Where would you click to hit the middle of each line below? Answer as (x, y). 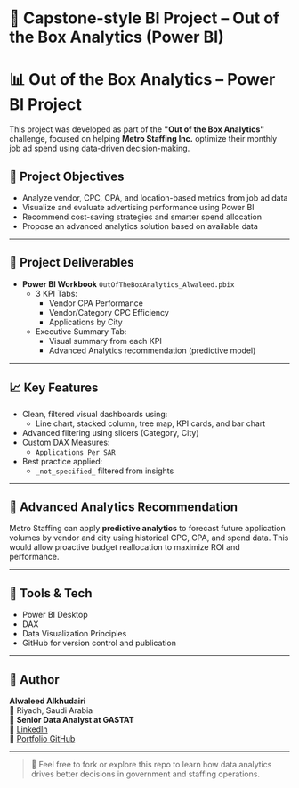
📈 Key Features (54, 388)
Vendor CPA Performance (96, 303)
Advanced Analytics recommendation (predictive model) (152, 350)
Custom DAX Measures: (66, 442)
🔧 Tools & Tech (51, 593)
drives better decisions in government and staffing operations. (145, 774)
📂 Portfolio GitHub (42, 739)
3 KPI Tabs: (57, 293)
